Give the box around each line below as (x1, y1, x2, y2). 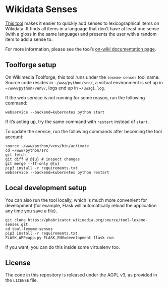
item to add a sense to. (5, 36, 53, 42)
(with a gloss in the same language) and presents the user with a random (5, 31, 157, 37)
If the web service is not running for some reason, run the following (5, 94, 145, 100)
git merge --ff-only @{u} (5, 161, 60, 166)
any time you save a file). (5, 208, 57, 214)
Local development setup (5, 184, 87, 192)
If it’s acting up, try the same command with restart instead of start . (5, 119, 149, 125)
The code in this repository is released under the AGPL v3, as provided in (5, 272, 157, 278)
